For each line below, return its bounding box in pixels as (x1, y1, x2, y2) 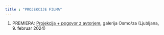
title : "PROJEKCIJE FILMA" (5, 7, 63, 12)
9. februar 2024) (12, 25, 46, 31)
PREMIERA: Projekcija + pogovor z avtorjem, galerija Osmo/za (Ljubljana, (12, 20, 159, 26)
